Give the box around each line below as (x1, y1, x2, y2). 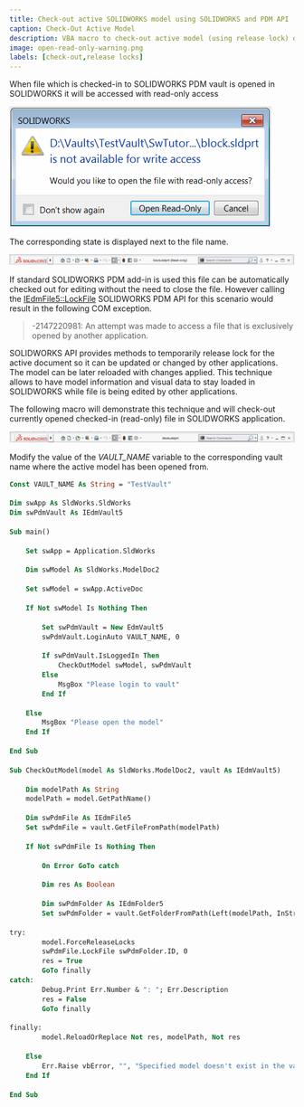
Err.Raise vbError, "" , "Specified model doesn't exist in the (42, 1061, 285, 1071)
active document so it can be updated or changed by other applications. (9, 357, 279, 368)
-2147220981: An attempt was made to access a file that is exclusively (31, 321, 294, 332)
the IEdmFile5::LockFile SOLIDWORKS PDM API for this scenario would (9, 294, 274, 305)
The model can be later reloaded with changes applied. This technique (9, 367, 273, 378)
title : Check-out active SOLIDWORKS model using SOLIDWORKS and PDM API (9, 14, 290, 24)
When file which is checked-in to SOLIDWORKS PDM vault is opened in (9, 79, 276, 90)
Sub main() (9, 527, 51, 536)
